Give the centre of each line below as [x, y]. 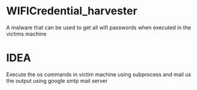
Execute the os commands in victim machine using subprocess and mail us [99, 74]
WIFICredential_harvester [72, 11]
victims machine [26, 33]
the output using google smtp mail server [57, 80]
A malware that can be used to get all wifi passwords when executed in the [99, 27]
